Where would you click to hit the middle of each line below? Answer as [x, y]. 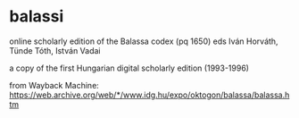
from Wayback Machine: [54, 85]
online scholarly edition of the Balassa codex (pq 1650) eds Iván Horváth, [144, 41]
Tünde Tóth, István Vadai [55, 50]
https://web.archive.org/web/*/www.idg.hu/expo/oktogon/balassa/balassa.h [149, 95]
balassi [37, 17]
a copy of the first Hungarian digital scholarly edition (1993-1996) [129, 68]
